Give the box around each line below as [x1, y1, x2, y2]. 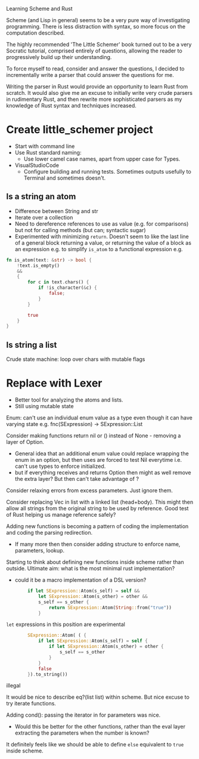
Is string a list [6, 340, 57, 350]
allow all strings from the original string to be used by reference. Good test [6, 505, 189, 512]
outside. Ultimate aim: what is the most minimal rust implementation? [6, 565, 175, 572]
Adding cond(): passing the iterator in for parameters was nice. [6, 711, 161, 718]
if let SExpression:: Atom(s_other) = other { [48, 644, 164, 650]
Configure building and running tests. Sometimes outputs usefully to [23, 168, 192, 175]
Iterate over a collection [14, 214, 73, 221]
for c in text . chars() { [27, 279, 89, 285]
